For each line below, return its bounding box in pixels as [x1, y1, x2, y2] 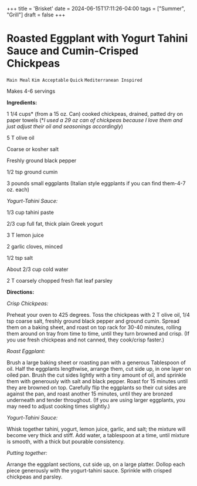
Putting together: [6, 449, 47, 456]
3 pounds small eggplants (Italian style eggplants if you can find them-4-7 [6, 179, 186, 187]
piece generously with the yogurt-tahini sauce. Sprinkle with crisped [6, 467, 172, 474]
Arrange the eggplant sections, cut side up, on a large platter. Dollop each [6, 461, 185, 468]
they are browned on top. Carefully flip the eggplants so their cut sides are [6, 384, 186, 391]
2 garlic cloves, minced [6, 243, 63, 250]
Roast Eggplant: [6, 347, 46, 354]
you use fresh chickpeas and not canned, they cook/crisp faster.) [6, 336, 165, 343]
